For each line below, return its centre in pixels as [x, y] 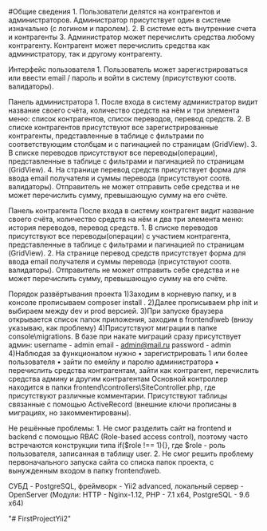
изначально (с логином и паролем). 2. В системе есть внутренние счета [132, 28]
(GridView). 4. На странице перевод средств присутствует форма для [127, 170]
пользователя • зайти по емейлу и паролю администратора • [114, 362]
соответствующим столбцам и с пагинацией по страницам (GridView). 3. [133, 144]
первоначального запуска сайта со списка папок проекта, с [111, 462]
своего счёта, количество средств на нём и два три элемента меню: [126, 219]
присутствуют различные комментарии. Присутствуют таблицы [118, 396]
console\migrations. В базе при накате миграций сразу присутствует [125, 336]
